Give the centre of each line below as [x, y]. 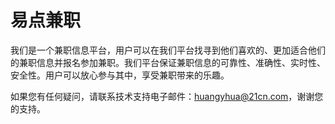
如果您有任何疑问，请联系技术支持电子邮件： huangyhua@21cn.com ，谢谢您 [167, 96]
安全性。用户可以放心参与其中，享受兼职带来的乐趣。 [120, 75]
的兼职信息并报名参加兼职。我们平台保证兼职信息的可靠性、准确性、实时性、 [168, 62]
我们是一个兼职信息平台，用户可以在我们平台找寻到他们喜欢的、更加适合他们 [168, 50]
